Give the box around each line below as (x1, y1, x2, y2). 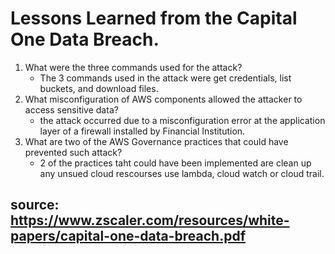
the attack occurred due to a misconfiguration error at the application (39, 114, 326, 126)
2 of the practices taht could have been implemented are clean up (39, 157, 312, 169)
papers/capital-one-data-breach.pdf (10, 228, 247, 245)
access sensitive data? (24, 103, 119, 116)
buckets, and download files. (39, 82, 159, 94)
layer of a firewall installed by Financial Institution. (39, 125, 246, 137)
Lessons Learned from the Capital (10, 7, 298, 30)
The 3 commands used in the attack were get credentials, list (39, 72, 292, 84)
